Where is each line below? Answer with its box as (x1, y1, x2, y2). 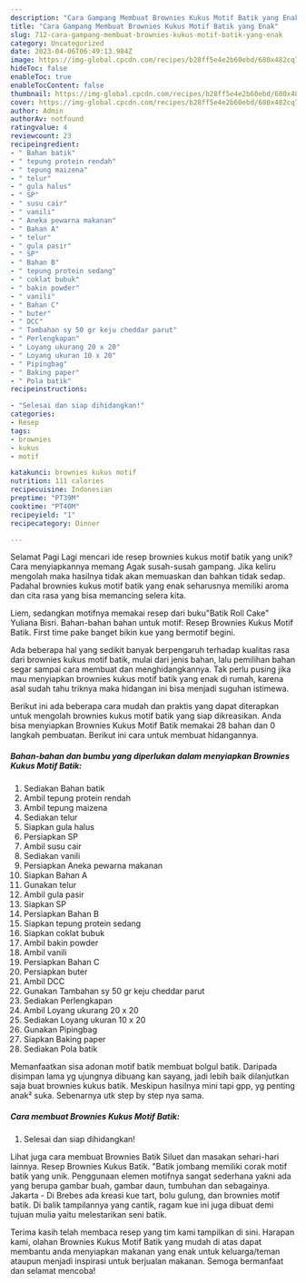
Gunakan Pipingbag (23, 1024, 98, 1035)
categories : (10, 410, 55, 419)
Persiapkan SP (23, 832, 78, 843)
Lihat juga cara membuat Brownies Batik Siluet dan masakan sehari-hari (10, 1151, 280, 1162)
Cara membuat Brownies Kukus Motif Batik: (10, 1110, 180, 1121)
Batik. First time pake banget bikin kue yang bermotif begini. (10, 627, 236, 638)
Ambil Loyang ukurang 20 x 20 (23, 1005, 139, 1016)
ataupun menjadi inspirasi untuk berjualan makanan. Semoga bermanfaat (10, 1256, 284, 1267)
